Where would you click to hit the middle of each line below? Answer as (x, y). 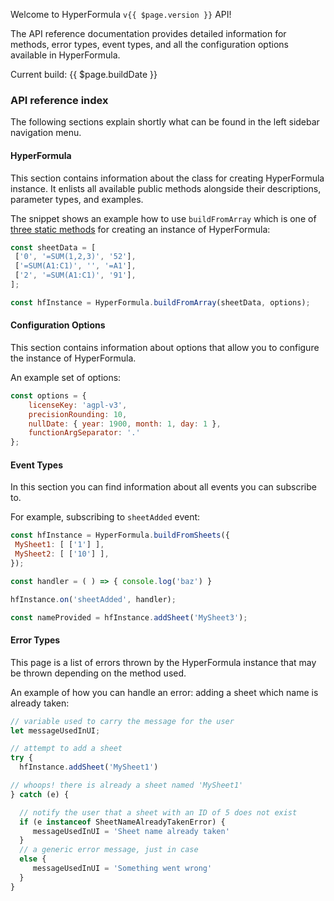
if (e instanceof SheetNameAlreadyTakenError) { (122, 822)
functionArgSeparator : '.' (84, 433)
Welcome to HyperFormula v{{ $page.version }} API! (121, 14)
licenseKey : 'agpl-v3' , (78, 405)
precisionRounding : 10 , (78, 414)
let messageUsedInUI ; (55, 730)
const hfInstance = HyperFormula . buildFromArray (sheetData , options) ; (160, 302)
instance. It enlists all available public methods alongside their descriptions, (166, 188)
